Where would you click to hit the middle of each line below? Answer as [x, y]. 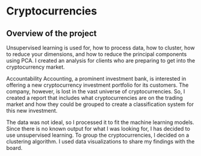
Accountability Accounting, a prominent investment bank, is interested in [96, 79]
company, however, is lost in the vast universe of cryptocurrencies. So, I [96, 91]
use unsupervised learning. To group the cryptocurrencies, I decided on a [98, 135]
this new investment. [32, 111]
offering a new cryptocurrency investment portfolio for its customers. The [97, 85]
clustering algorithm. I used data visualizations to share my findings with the [100, 142]
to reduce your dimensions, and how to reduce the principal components [97, 54]
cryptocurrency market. [36, 67]
